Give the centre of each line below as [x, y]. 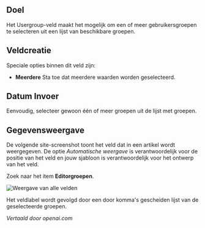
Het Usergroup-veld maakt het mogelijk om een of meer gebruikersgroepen [102, 24]
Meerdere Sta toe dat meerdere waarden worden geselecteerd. [95, 77]
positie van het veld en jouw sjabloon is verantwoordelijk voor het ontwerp [100, 158]
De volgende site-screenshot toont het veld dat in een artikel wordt [91, 145]
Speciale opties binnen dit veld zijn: [51, 65]
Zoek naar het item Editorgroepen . [50, 176]
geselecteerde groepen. [37, 207]
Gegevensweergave [45, 130]
